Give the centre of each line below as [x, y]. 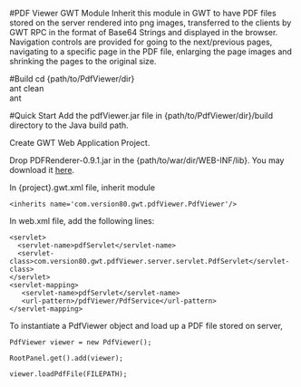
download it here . [42, 170]
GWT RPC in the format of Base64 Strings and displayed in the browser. [144, 32]
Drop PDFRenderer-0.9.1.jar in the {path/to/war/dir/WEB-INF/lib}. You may [147, 160]
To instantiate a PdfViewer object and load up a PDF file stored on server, [146, 326]
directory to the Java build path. [69, 125]
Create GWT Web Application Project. [80, 143]
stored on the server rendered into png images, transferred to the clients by [150, 23]
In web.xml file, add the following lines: [82, 221]
